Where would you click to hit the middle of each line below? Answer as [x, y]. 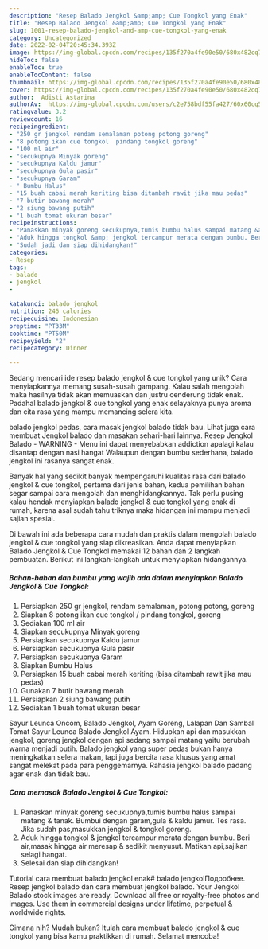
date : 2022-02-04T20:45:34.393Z [62, 45]
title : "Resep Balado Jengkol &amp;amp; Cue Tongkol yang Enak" [118, 23]
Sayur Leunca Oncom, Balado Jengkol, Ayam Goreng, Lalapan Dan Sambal [131, 723]
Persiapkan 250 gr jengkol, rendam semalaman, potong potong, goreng [138, 607]
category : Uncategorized [50, 38]
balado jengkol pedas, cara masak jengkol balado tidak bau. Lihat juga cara [132, 428]
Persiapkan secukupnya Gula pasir [77, 649]
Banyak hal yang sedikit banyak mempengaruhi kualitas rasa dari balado [127, 476]
